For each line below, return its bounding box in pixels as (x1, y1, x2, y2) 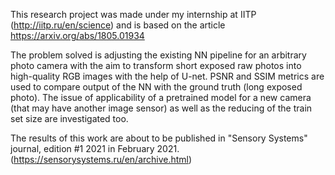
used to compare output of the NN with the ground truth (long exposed (10, 81, 303, 93)
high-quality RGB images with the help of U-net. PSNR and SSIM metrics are (10, 70, 325, 82)
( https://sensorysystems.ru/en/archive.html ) (10, 154, 193, 165)
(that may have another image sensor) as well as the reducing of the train (10, 102, 313, 114)
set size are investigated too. (10, 113, 129, 124)
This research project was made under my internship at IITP (10, 9, 257, 20)
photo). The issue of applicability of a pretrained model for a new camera (10, 92, 312, 103)
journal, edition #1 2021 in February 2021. (10, 143, 180, 154)
